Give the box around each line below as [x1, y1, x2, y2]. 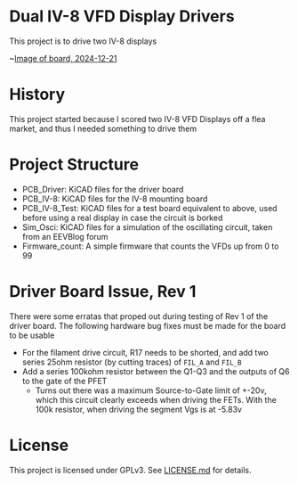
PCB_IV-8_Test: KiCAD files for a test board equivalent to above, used [21, 202, 278, 213]
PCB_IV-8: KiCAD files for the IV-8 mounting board [21, 193, 208, 204]
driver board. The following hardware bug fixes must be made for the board [9, 320, 286, 331]
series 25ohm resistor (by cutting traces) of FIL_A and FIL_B [21, 357, 242, 367]
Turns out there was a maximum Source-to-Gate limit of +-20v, [35, 385, 267, 396]
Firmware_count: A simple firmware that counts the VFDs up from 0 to [21, 241, 279, 251]
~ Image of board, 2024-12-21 [9, 53, 117, 63]
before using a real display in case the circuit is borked [21, 212, 223, 223]
